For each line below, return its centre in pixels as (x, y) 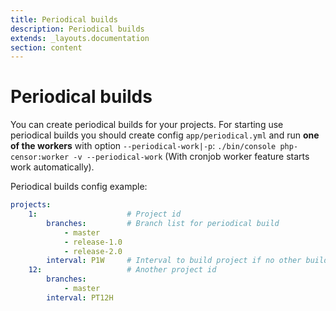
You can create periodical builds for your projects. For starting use (147, 125)
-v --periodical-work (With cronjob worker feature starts (191, 157)
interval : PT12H (80, 297)
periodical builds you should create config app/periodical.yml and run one (165, 135)
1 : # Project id (105, 214)
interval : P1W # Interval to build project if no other (174, 261)
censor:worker (40, 157)
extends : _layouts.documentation (80, 38)
